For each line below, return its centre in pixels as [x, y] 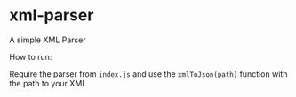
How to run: [31, 56]
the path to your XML [48, 83]
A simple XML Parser [48, 40]
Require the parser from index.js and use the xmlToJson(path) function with [148, 74]
